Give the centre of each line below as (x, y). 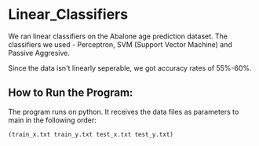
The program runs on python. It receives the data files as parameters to (124, 111)
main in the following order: (52, 120)
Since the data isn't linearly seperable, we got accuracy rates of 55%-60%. (130, 68)
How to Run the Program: (71, 93)
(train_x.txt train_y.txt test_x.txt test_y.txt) (91, 134)
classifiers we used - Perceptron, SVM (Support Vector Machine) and (120, 44)
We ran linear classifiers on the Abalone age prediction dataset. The (118, 36)
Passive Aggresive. (39, 53)
